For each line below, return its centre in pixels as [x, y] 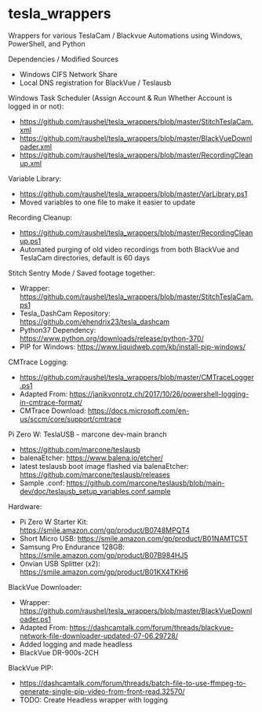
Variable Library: [35, 179]
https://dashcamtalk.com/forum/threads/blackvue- [151, 627]
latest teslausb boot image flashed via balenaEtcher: [104, 466]
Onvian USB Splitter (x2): [60, 563]
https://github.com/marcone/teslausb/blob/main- [146, 483]
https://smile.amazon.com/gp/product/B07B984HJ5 [104, 555]
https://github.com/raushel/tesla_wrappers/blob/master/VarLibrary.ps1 [133, 194]
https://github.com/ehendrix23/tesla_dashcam [95, 321]
